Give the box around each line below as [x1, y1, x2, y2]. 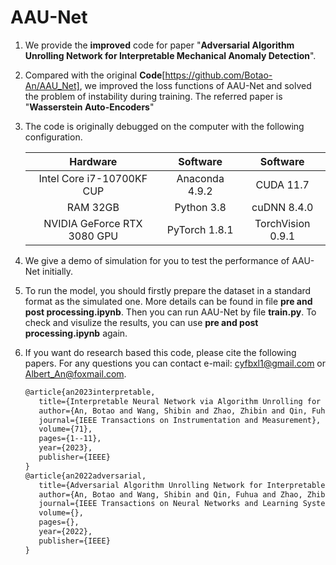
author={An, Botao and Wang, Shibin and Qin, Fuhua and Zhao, [38, 489, 303, 500]
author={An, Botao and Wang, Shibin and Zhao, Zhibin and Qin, [38, 406, 308, 416]
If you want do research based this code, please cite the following [24, 346, 297, 358]
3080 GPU [68, 229, 119, 243]
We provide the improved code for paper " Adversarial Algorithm [24, 39, 295, 51]
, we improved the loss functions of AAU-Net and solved [79, 79, 312, 91]
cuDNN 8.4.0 [251, 200, 314, 214]
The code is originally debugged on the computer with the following [24, 120, 305, 132]
